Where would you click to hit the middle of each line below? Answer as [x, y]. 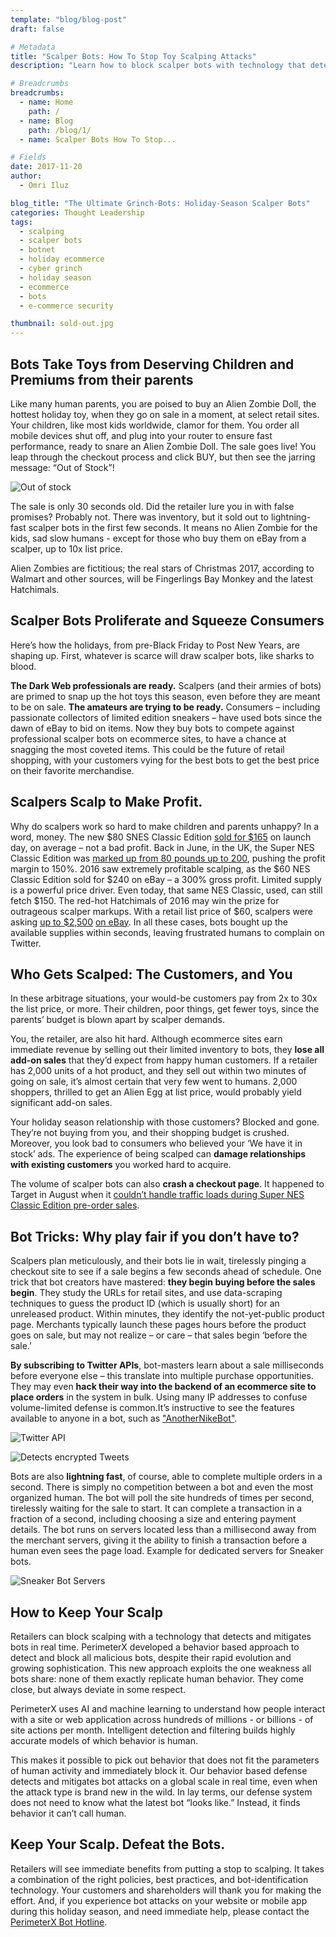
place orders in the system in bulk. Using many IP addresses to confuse [159, 1397]
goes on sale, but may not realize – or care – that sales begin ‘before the [159, 1335]
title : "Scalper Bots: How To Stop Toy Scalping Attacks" [133, 56]
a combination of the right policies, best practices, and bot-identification [159, 1879]
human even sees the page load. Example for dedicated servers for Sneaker [167, 1551]
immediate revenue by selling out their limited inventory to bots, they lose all [167, 1050]
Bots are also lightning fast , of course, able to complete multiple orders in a [166, 1477]
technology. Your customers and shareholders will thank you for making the [166, 1890]
